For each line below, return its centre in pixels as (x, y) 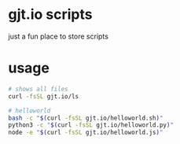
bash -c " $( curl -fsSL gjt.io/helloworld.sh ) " (86, 118)
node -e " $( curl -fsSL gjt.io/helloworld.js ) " (86, 133)
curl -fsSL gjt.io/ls (44, 96)
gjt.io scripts (50, 15)
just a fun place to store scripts (58, 36)
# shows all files (38, 89)
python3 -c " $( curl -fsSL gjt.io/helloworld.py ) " (91, 125)
